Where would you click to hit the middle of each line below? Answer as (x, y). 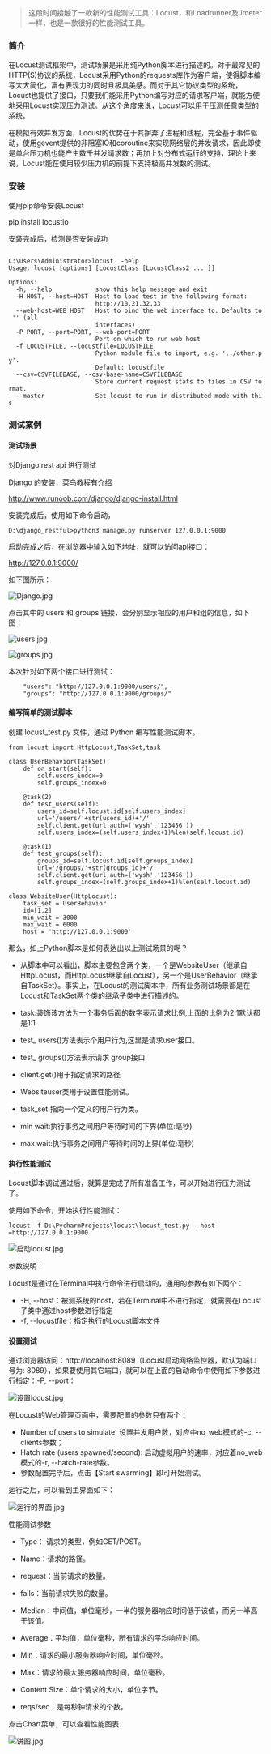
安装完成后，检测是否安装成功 (58, 238)
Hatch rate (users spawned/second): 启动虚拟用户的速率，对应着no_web (141, 1452)
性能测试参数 (30, 1525)
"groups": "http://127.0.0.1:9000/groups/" (97, 693)
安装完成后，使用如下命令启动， (61, 515)
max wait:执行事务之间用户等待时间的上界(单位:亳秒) (107, 1143)
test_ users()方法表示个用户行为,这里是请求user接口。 (110, 1040)
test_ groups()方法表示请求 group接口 (83, 1057)
